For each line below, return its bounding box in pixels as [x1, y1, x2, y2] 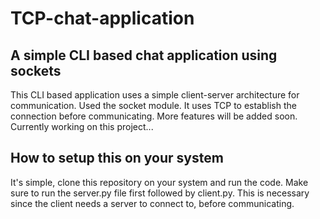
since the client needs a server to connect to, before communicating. [10, 197, 295, 209]
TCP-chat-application [10, 7, 195, 30]
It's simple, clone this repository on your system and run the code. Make [10, 176, 309, 188]
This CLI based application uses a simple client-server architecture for [10, 89, 300, 101]
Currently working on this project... [10, 121, 154, 132]
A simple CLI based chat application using [10, 47, 278, 64]
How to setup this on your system [10, 150, 224, 167]
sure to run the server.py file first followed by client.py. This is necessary [10, 187, 310, 199]
